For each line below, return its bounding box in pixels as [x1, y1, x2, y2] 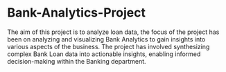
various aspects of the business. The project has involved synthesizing [7, 42, 210, 51]
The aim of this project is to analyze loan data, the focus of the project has [7, 28, 220, 36]
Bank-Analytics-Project [7, 5, 146, 21]
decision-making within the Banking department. [7, 57, 147, 65]
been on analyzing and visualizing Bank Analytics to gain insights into [7, 35, 206, 43]
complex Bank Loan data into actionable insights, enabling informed [7, 50, 201, 58]
